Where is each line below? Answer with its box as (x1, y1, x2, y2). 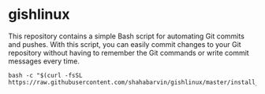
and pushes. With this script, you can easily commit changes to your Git (8, 39, 242, 49)
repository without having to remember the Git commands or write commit (8, 48, 250, 57)
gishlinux (8, 5, 70, 23)
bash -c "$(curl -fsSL (8, 71, 83, 79)
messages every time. (8, 56, 80, 66)
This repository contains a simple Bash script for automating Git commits (8, 31, 244, 41)
